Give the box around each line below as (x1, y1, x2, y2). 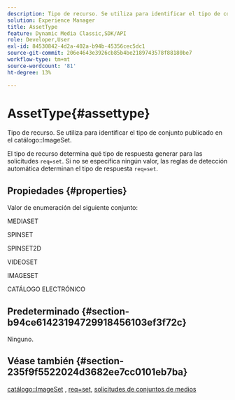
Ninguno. (7, 335, 34, 344)
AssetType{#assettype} (7, 105, 150, 121)
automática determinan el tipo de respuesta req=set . (7, 164, 159, 173)
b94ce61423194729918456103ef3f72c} (7, 316, 187, 328)
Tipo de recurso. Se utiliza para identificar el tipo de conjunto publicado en (7, 128, 222, 137)
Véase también (7, 355, 75, 367)
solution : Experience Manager (7, 17, 96, 24)
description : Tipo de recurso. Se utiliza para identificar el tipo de (7, 10, 220, 18)
